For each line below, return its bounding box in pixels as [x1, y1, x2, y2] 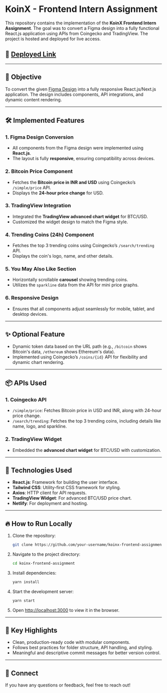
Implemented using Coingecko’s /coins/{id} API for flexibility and [12, 354, 148, 360]
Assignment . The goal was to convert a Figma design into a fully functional [5, 25, 160, 31]
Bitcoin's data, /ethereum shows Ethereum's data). [12, 348, 115, 354]
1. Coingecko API [5, 396, 47, 403]
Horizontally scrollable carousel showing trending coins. [12, 277, 128, 283]
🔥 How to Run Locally [5, 520, 73, 528]
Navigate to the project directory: [12, 551, 81, 557]
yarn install [12, 579, 40, 585]
